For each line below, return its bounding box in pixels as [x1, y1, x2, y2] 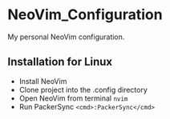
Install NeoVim [18, 76, 67, 85]
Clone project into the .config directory [18, 85, 148, 94]
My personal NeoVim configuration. [7, 32, 125, 42]
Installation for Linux [7, 55, 113, 69]
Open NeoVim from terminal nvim [18, 93, 128, 103]
